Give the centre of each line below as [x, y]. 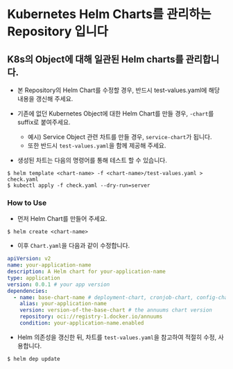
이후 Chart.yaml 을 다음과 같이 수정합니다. [74, 246]
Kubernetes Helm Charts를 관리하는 [109, 14]
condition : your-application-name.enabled [82, 323]
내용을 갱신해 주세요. [45, 99]
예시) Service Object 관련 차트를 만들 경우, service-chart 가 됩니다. [120, 137]
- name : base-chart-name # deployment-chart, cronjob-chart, [104, 297]
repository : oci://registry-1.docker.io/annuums [91, 317]
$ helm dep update [34, 359]
